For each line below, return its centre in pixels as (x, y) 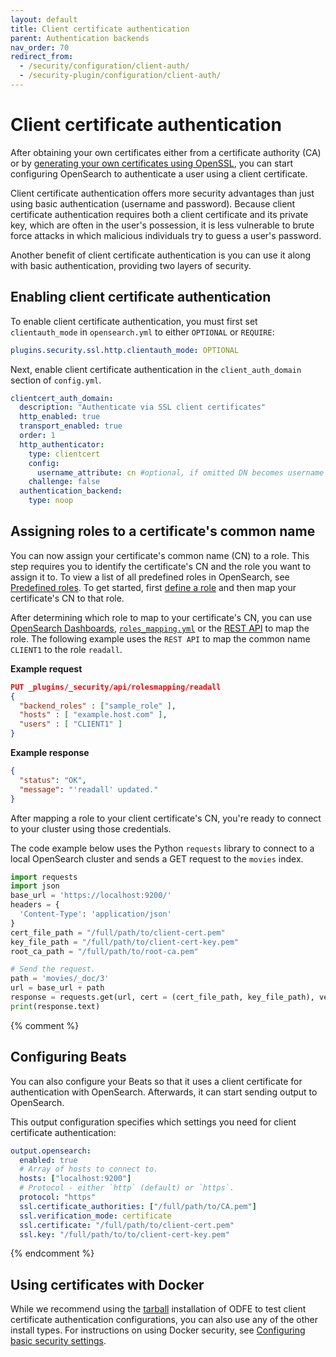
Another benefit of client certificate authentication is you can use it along (161, 255)
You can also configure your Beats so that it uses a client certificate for (156, 1081)
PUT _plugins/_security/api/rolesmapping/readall (116, 687)
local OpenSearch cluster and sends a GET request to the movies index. (157, 858)
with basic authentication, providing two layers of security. (131, 265)
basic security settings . (58, 1341)
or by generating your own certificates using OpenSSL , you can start (152, 163)
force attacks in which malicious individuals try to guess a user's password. (166, 235)
